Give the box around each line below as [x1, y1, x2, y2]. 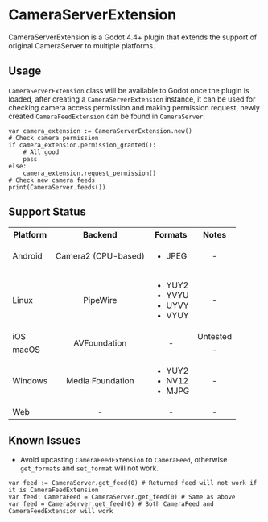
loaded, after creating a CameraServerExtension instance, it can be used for [8, 94, 256, 104]
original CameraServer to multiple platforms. [8, 40, 155, 50]
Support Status [8, 205, 87, 219]
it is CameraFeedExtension [8, 486, 99, 495]
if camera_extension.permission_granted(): [8, 141, 157, 149]
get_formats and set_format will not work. [19, 463, 159, 473]
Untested [196, 330, 232, 342]
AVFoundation [73, 337, 127, 348]
